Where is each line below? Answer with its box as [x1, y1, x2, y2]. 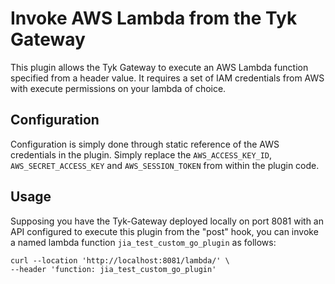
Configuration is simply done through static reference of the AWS [10, 138, 280, 150]
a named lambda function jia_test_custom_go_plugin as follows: [10, 236, 277, 248]
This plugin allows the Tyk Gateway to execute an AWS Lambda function [10, 61, 309, 73]
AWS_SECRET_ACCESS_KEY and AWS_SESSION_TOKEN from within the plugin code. [10, 159, 320, 171]
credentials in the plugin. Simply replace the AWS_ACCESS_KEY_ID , [10, 148, 273, 161]
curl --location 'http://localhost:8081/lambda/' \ [10, 255, 230, 266]
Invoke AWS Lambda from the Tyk [10, 7, 298, 30]
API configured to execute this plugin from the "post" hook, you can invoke [10, 225, 319, 237]
